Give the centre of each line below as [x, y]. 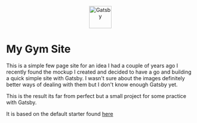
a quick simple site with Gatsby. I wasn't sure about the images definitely [96, 78]
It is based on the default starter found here [60, 113]
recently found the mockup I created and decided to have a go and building [99, 72]
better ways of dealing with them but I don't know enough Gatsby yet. [92, 84]
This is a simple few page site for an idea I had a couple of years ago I [92, 65]
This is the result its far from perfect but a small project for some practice [96, 96]
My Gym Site [39, 49]
